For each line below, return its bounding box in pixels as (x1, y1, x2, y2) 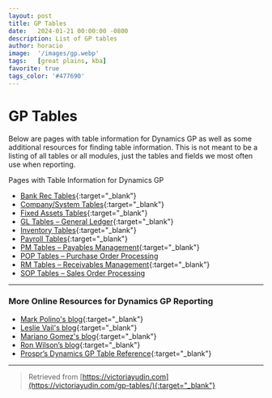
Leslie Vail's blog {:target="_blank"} (19, 323, 138, 332)
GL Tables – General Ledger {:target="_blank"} (19, 216, 174, 227)
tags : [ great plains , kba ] (8, 57, 107, 66)
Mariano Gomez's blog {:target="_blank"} (19, 331, 157, 341)
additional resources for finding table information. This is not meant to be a (8, 142, 258, 152)
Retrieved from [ (28, 371, 83, 381)
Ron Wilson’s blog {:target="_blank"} (19, 340, 141, 349)
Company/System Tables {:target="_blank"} (19, 199, 164, 209)
